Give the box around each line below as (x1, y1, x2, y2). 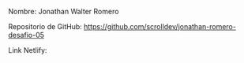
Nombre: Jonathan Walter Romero (8, 7, 119, 16)
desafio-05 (8, 31, 45, 39)
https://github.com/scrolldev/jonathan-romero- (84, 22, 237, 31)
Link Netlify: (8, 46, 47, 54)
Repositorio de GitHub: (8, 22, 83, 31)
